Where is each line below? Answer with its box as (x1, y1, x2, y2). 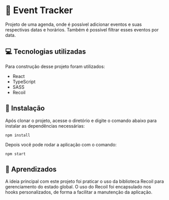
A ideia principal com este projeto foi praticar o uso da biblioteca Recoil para (5, 178, 164, 184)
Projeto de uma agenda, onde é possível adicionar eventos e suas (5, 21, 142, 27)
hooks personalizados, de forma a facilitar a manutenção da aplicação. (5, 189, 153, 195)
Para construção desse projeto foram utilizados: (5, 63, 105, 69)
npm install (5, 133, 30, 138)
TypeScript (12, 78, 36, 85)
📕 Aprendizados (5, 165, 57, 174)
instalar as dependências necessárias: (5, 123, 85, 129)
